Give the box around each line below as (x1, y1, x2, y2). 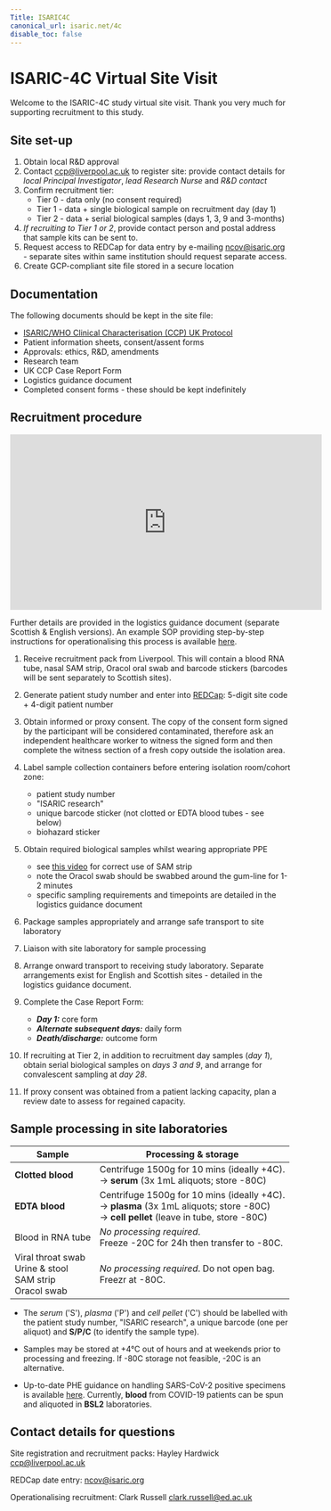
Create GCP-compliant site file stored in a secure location (22, 260, 234, 272)
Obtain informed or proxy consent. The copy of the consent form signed (22, 716, 288, 727)
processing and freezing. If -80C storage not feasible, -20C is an (22, 1352, 262, 1364)
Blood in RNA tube (14, 1231, 92, 1244)
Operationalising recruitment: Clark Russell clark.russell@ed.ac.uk (10, 1492, 253, 1503)
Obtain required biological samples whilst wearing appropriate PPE (22, 843, 268, 854)
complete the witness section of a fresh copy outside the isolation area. (22, 744, 286, 755)
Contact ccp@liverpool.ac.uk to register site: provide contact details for (22, 166, 286, 177)
